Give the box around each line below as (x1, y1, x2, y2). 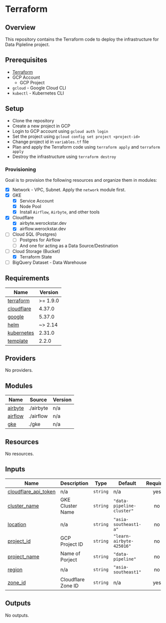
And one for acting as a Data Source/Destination (19, 243, 119, 249)
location (7, 521, 26, 528)
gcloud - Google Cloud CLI (12, 85, 67, 91)
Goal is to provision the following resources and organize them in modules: (5, 177, 157, 183)
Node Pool (19, 204, 41, 209)
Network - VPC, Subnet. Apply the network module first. (12, 187, 126, 193)
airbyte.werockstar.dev (19, 220, 67, 226)
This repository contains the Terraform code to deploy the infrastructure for (5, 36, 159, 42)
